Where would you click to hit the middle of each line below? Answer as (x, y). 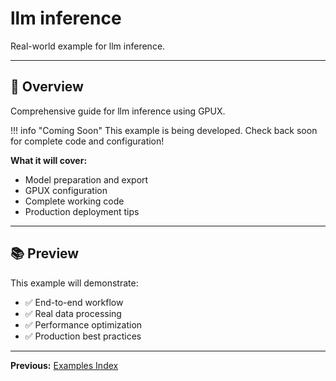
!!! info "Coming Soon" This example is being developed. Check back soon (164, 130)
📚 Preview (45, 253)
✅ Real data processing (73, 313)
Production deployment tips (82, 211)
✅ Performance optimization (83, 324)
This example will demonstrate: (74, 283)
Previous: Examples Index (64, 365)
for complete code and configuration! (87, 141)
